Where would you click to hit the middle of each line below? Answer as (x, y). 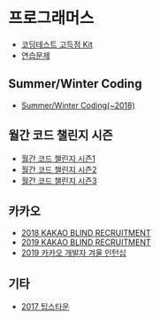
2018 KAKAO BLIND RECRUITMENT (86, 233)
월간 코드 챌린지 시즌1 (58, 158)
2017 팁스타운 (45, 307)
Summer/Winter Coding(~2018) (78, 105)
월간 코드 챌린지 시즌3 (59, 180)
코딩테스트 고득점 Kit (57, 44)
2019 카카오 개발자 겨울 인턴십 (73, 253)
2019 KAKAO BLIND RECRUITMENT (86, 242)
